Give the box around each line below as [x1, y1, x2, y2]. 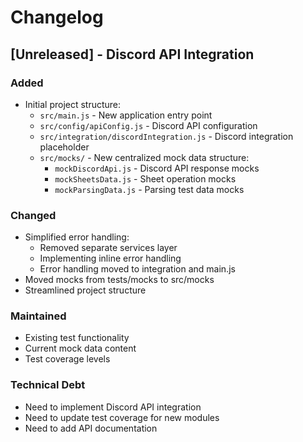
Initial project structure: [24, 98, 122, 110]
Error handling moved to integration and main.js [39, 263, 236, 275]
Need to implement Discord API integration [24, 401, 202, 413]
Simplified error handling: [24, 231, 130, 243]
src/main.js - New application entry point [39, 109, 213, 121]
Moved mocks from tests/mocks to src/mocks [24, 274, 215, 286]
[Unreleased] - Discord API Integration [10, 46, 255, 63]
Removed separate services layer [39, 242, 178, 254]
